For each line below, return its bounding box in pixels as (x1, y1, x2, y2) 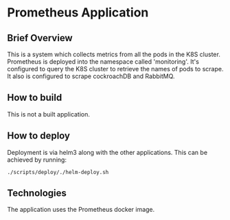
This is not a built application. (7, 110, 91, 118)
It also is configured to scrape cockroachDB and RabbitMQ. (7, 72, 175, 80)
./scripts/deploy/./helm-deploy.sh (7, 169, 109, 175)
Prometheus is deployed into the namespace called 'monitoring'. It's (7, 58, 199, 66)
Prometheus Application (7, 5, 149, 21)
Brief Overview (7, 32, 73, 44)
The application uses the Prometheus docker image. (7, 206, 155, 214)
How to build (7, 92, 62, 103)
